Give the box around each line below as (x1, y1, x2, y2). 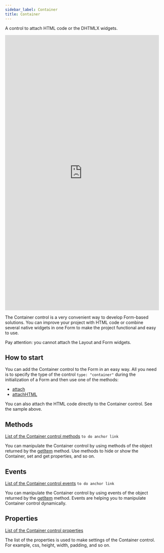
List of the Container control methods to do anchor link (5, 434, 119, 439)
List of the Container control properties (5, 527, 83, 533)
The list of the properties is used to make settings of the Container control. (5, 537, 155, 543)
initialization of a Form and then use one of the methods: (5, 377, 119, 383)
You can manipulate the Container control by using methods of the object (5, 443, 153, 449)
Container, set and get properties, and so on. (5, 453, 95, 459)
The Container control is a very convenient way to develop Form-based (5, 314, 149, 320)
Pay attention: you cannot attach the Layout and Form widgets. (5, 339, 131, 345)
